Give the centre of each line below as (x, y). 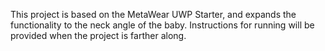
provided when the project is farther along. (98, 35)
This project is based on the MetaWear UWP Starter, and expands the (153, 14)
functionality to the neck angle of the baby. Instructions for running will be (162, 25)
